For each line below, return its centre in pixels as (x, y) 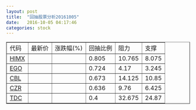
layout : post (22, 11)
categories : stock (28, 28)
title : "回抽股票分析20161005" (43, 17)
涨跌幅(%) (69, 49)
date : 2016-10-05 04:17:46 (41, 22)
